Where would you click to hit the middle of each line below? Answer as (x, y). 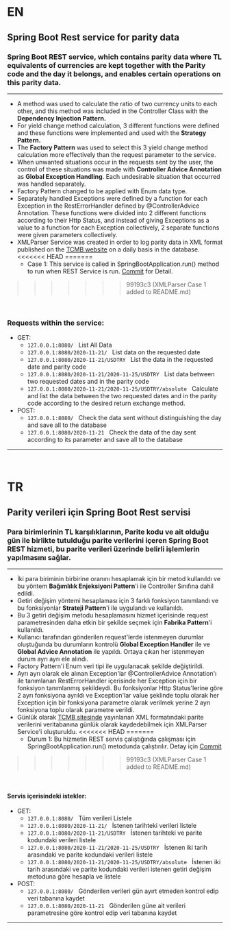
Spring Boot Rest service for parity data (93, 37)
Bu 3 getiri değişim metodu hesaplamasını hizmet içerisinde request (113, 615)
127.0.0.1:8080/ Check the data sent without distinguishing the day (124, 418)
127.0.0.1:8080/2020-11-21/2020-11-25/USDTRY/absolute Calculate (123, 389)
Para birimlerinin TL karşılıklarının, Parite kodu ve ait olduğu (108, 532)
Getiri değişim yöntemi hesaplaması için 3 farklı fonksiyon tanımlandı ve (118, 601)
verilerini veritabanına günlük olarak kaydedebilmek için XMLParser (112, 724)
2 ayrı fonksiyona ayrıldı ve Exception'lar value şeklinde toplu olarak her (118, 696)
